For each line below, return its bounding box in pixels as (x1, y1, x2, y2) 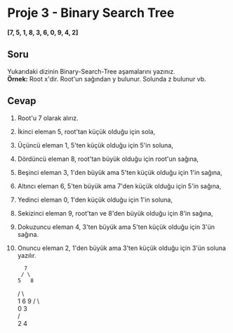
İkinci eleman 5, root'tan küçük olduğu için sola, (17, 127, 156, 136)
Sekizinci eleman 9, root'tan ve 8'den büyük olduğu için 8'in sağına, (17, 209, 213, 217)
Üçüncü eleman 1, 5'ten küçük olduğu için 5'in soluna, (17, 141, 174, 149)
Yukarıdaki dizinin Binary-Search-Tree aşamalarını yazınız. (7, 67, 175, 75)
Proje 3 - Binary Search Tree (7, 5, 175, 21)
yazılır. (17, 251, 36, 259)
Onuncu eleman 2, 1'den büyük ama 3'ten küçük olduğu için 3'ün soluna (17, 244, 227, 252)
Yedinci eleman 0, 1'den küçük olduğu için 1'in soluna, (17, 195, 173, 204)
